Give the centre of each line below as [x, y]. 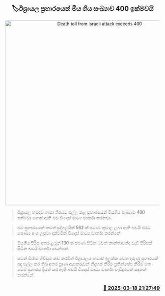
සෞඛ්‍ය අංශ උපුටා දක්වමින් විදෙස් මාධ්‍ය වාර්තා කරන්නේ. [69, 233]
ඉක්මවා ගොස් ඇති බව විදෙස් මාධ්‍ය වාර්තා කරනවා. [64, 217]
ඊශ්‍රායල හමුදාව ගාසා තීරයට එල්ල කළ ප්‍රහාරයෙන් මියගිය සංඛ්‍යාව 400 [81, 212]
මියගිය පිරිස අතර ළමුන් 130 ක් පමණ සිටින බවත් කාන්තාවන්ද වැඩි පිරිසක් [85, 243]
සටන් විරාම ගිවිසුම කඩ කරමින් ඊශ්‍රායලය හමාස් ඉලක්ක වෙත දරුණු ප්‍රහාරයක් [88, 258]
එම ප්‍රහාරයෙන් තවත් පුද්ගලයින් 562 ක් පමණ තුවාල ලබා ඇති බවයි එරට [84, 227]
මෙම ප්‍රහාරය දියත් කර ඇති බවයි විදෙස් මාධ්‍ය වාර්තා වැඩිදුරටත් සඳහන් [82, 269]
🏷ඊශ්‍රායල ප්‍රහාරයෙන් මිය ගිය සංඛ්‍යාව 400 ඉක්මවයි [82, 9]
